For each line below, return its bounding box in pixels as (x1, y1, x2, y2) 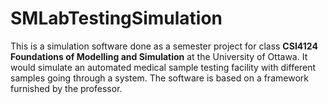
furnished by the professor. (10, 82, 123, 94)
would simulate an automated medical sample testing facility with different (10, 61, 317, 73)
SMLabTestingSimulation (10, 7, 223, 30)
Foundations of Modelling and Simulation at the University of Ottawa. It (10, 50, 308, 62)
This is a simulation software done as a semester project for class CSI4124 (10, 40, 318, 52)
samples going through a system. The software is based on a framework (10, 72, 309, 84)
